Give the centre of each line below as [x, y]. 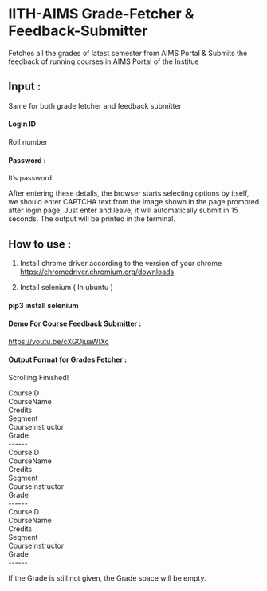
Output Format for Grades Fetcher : [68, 359]
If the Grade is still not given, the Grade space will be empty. [107, 578]
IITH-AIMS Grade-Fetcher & [101, 14]
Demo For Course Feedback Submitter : [75, 323]
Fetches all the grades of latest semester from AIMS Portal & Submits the [128, 53]
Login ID [22, 124]
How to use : [40, 244]
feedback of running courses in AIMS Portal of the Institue [104, 61]
